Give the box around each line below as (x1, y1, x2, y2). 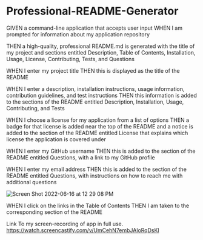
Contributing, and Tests (6, 104, 65, 112)
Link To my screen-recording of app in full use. (6, 220, 124, 227)
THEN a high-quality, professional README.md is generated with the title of (6, 42, 195, 50)
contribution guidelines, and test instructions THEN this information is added (6, 92, 197, 99)
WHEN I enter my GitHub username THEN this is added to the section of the (6, 147, 196, 155)
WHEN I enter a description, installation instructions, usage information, (6, 85, 185, 92)
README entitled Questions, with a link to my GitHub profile (6, 153, 156, 161)
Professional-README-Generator (6, 4, 179, 18)
